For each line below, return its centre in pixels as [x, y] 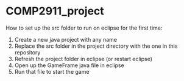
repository [27, 52]
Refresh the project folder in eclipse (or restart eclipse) [83, 59]
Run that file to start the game [52, 71]
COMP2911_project [55, 11]
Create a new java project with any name [65, 39]
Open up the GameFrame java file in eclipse [69, 65]
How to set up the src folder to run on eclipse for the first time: [84, 28]
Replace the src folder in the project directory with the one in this [96, 46]
